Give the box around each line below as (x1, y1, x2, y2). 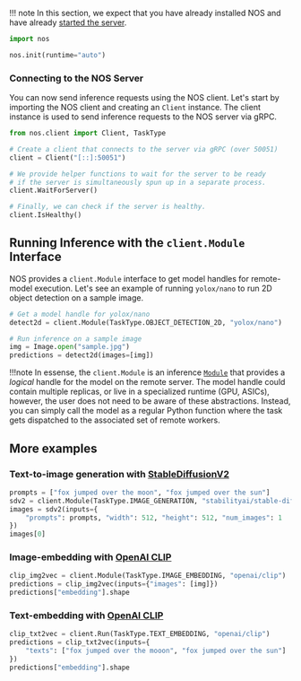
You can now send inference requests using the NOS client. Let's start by (9, 92, 279, 103)
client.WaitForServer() (9, 186, 99, 196)
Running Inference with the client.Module (9, 235, 245, 250)
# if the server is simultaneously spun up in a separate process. (9, 178, 267, 187)
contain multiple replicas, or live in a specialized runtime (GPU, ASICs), (9, 386, 271, 397)
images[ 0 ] (9, 529, 47, 539)
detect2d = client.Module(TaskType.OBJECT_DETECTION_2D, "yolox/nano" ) (9, 318, 282, 327)
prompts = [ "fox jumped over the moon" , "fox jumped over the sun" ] (9, 488, 271, 497)
